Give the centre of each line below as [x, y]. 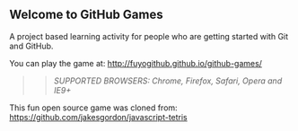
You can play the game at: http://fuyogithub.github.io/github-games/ [136, 63]
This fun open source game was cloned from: [93, 108]
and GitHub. [31, 46]
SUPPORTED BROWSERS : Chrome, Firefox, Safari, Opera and [168, 81]
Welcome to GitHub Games [86, 15]
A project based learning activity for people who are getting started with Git [149, 36]
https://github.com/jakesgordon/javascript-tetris [99, 117]
